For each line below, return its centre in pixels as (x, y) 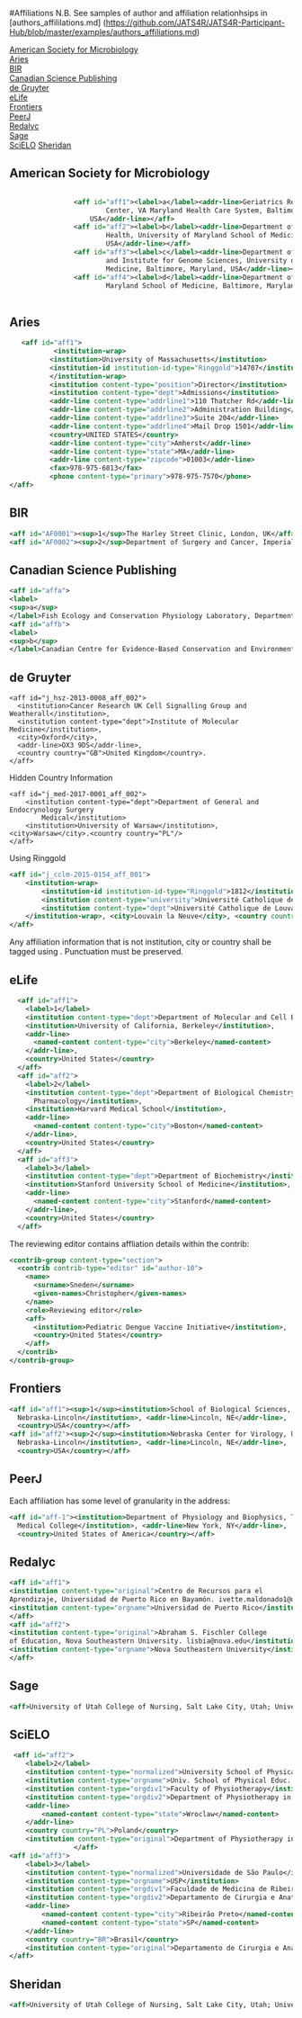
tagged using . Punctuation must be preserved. (97, 952)
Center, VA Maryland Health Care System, (184, 211)
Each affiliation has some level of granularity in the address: (120, 1501)
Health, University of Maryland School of (187, 236)
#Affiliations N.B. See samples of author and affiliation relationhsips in (138, 13)
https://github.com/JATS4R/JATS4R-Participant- (195, 22)
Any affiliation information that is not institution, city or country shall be (140, 942)
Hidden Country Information (61, 778)
